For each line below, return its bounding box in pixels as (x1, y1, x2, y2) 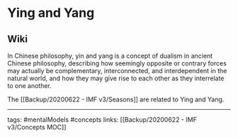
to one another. (7, 82, 52, 89)
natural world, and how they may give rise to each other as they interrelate (7, 74, 225, 82)
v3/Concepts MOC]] (7, 123, 67, 131)
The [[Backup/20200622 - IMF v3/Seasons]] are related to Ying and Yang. (7, 95, 225, 103)
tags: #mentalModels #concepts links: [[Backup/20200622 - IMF (7, 115, 197, 124)
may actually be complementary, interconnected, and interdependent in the (7, 67, 227, 75)
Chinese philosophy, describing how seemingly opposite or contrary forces (7, 59, 227, 68)
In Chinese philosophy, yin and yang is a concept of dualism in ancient (7, 51, 213, 60)
